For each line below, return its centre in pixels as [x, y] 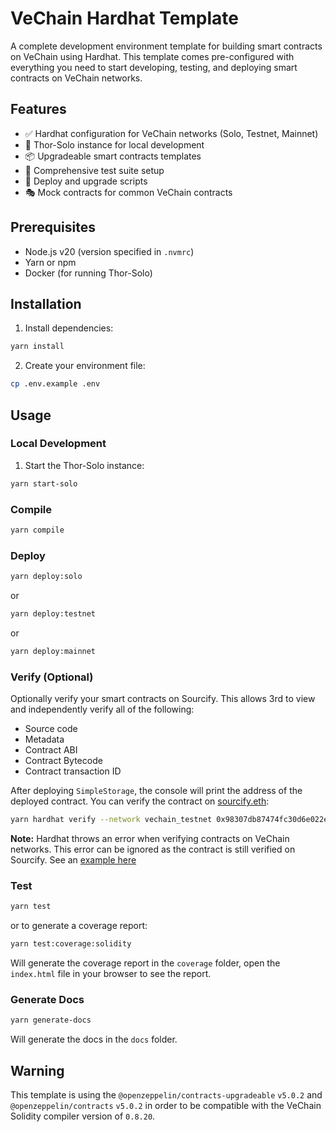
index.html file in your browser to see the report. [111, 973]
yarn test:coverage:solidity [71, 944]
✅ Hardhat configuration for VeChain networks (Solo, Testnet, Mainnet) [171, 133]
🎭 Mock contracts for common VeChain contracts [128, 192]
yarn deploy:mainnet [53, 651]
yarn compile [37, 530]
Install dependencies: [69, 328]
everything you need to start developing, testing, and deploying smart [154, 67]
